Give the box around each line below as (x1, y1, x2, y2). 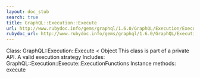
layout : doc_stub (6, 8, 49, 15)
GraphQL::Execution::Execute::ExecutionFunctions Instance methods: (6, 60, 176, 67)
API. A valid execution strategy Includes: (6, 54, 105, 61)
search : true (6, 14, 39, 20)
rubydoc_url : (6, 31, 39, 37)
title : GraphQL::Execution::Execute (6, 20, 97, 26)
